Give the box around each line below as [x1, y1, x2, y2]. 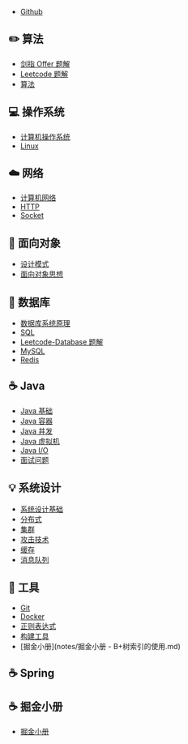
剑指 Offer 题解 [19, 58, 70, 68]
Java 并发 [19, 425, 53, 436]
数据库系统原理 [19, 319, 70, 328]
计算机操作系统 [19, 131, 70, 141]
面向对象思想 [19, 269, 63, 279]
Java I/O [19, 445, 49, 455]
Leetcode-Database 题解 [19, 337, 104, 347]
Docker [19, 611, 45, 621]
